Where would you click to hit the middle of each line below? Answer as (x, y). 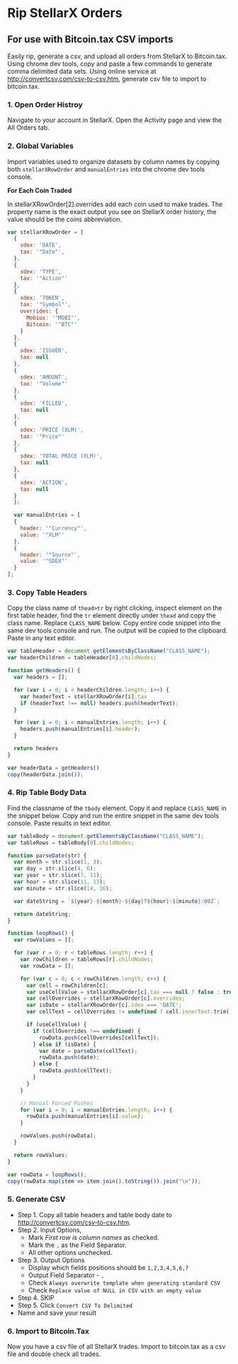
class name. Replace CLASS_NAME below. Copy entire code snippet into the (114, 623)
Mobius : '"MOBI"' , (53, 318)
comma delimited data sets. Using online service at (82, 71)
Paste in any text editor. (42, 638)
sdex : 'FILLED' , (44, 403)
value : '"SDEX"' (44, 561)
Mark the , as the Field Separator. (78, 1245)
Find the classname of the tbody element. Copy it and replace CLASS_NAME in (117, 808)
